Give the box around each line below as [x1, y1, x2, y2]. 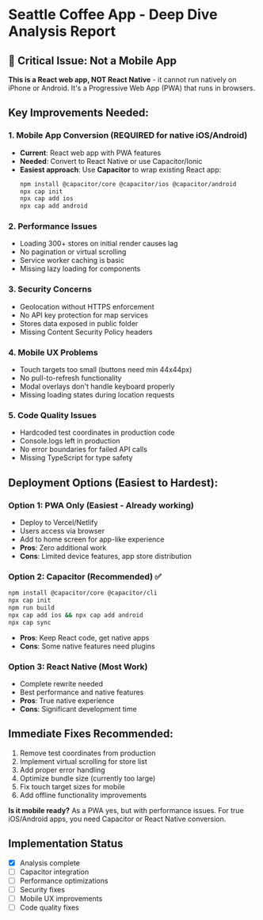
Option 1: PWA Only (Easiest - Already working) [8, 500, 194, 511]
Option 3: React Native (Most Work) [8, 661, 148, 672]
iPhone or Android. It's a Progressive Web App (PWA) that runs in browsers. [8, 83, 256, 93]
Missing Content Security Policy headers [19, 327, 153, 336]
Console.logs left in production [19, 436, 120, 446]
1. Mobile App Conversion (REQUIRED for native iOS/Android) [8, 130, 248, 141]
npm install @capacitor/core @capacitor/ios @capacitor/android [19, 180, 237, 188]
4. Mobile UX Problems [8, 347, 98, 358]
